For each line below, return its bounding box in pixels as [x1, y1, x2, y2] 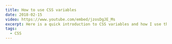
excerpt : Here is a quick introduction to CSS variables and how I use [5, 21, 161, 27]
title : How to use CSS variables [5, 7, 77, 13]
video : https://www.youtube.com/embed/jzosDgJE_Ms [5, 17, 116, 22]
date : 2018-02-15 [5, 12, 42, 17]
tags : [5, 26, 17, 31]
